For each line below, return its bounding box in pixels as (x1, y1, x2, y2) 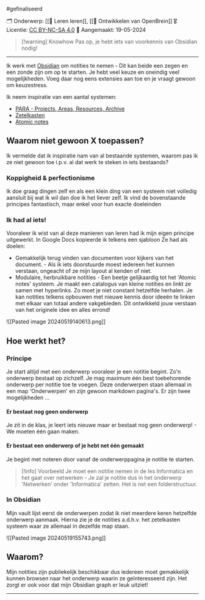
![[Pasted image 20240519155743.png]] (6, 534, 106, 541)
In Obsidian (6, 496, 41, 504)
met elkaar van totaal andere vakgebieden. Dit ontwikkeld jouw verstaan (15, 300, 197, 307)
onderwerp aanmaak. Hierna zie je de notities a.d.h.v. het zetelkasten (6, 516, 181, 523)
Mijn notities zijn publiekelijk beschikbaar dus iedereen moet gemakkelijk (6, 568, 189, 576)
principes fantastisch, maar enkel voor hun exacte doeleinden (6, 201, 162, 208)
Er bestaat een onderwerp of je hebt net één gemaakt (6, 442, 145, 449)
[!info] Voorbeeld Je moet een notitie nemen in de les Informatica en (21, 467, 193, 475)
